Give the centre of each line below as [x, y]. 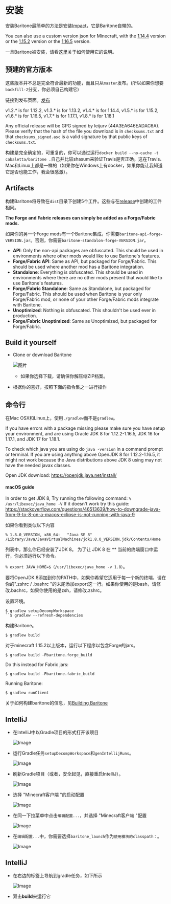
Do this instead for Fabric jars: [37, 665]
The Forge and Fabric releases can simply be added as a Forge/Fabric [80, 217]
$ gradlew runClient [27, 693]
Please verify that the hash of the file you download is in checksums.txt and [84, 131]
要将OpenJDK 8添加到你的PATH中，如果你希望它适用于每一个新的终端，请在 [86, 578]
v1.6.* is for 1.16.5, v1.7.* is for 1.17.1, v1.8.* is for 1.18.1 [60, 116]
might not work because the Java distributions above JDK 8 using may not [84, 460]
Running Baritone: [24, 683]
